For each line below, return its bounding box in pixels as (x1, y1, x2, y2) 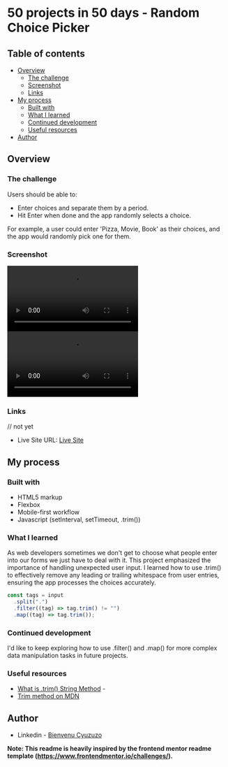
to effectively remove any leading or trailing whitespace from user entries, (7, 571, 220, 580)
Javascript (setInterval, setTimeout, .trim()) (17, 515, 141, 524)
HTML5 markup (17, 493, 63, 501)
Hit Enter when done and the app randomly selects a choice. (17, 211, 192, 220)
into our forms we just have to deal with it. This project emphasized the (7, 556, 211, 564)
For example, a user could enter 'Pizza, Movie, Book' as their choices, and (7, 224, 220, 233)
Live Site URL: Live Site (17, 436, 84, 445)
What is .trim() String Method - (17, 684, 106, 693)
